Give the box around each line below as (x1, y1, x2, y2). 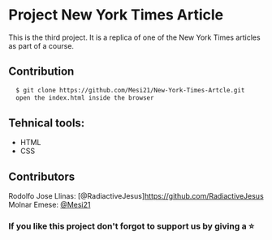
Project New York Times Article (8, 6, 224, 24)
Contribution (8, 65, 75, 79)
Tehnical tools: (8, 116, 85, 130)
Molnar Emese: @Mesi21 (8, 200, 91, 210)
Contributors (8, 169, 76, 183)
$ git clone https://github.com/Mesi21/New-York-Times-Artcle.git (15, 86, 245, 94)
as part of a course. (8, 41, 75, 50)
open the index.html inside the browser (15, 93, 154, 102)
